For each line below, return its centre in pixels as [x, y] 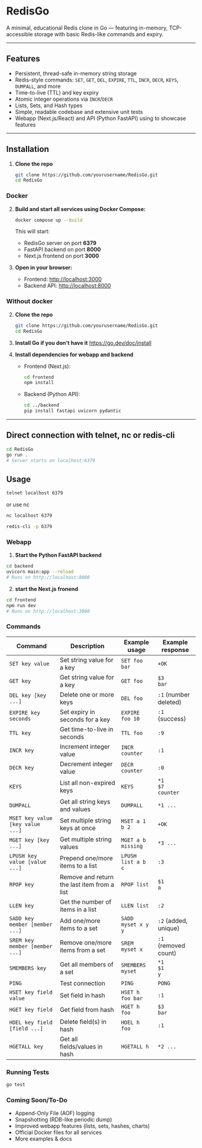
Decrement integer [86, 764]
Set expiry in [77, 711]
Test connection [83, 983]
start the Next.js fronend [46, 588]
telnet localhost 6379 [35, 493]
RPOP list [135, 884]
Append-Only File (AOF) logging [55, 1113]
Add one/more [80, 921]
